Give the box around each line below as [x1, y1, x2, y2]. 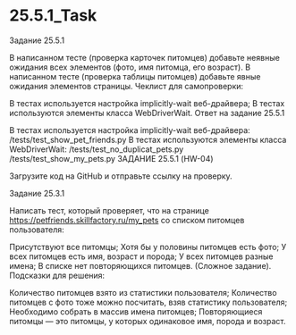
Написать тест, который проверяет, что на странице [9, 205, 210, 215]
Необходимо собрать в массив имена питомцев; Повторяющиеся [9, 306, 263, 317]
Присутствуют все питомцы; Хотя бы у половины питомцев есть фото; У [9, 241, 287, 252]
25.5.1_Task [9, 5, 97, 26]
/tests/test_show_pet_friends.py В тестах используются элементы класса [9, 134, 287, 145]
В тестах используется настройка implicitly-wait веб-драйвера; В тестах [9, 97, 285, 108]
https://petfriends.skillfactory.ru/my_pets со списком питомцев [9, 214, 245, 225]
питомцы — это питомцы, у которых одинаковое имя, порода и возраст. [9, 315, 286, 326]
